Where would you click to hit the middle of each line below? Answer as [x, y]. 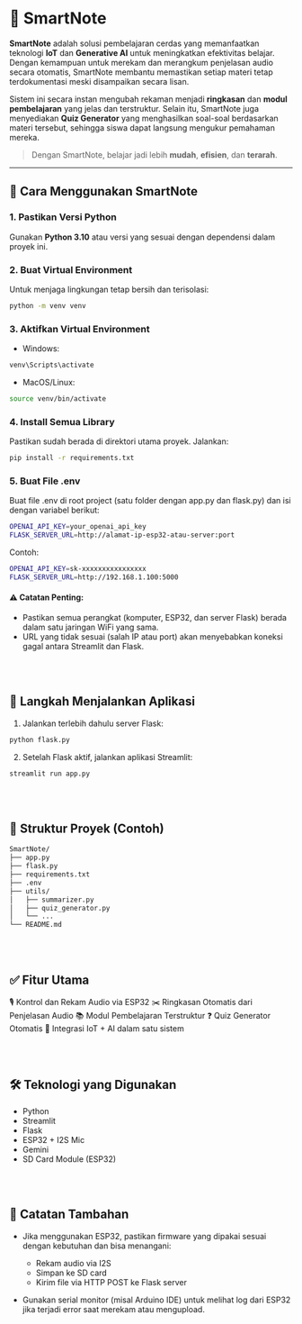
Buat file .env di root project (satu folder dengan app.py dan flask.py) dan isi [150, 501]
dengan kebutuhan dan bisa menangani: [97, 1246]
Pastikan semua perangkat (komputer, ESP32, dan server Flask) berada [155, 618]
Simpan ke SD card [71, 1273]
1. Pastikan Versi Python [63, 217]
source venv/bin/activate [58, 399]
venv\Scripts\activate [52, 365]
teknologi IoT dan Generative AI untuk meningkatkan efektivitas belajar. [142, 52]
